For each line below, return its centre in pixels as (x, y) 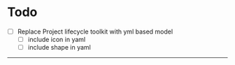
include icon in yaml (57, 39)
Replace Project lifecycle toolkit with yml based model (95, 31)
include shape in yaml (59, 48)
